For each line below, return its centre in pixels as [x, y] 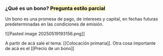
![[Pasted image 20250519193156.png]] [45, 34]
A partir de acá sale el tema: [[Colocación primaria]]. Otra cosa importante [81, 43]
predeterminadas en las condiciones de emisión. [54, 24]
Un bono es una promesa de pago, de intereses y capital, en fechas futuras [82, 19]
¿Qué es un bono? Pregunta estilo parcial [55, 8]
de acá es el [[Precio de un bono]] [40, 49]
